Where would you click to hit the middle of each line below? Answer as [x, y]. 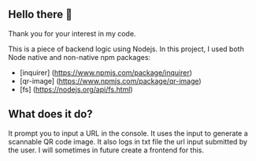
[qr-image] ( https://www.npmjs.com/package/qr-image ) [111, 80]
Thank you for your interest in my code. [72, 33]
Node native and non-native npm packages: [80, 57]
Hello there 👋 [41, 15]
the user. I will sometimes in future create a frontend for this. [106, 150]
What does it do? [50, 114]
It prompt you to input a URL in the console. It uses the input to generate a [128, 133]
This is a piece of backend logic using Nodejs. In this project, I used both [126, 49]
